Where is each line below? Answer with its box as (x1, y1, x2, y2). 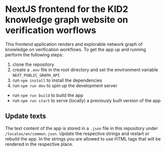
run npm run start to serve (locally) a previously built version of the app (12, 97, 161, 103)
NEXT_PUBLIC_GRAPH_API (12, 73, 60, 78)
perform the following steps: (5, 51, 63, 58)
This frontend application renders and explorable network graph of (5, 41, 143, 47)
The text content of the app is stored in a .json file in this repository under (5, 125, 158, 131)
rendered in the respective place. (5, 141, 73, 147)
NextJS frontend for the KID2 (5, 3, 128, 15)
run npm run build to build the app (12, 92, 83, 98)
